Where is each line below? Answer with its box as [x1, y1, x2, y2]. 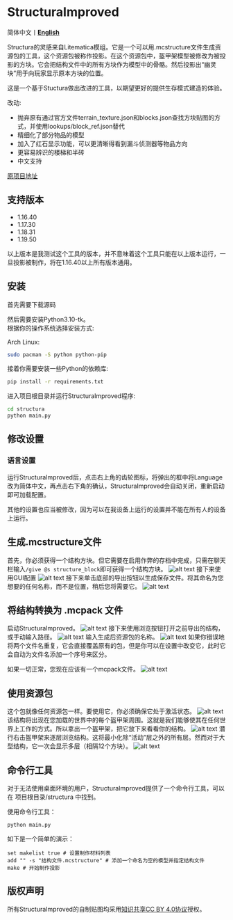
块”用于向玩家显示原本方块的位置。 [7, 69, 107, 77]
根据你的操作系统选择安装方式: [7, 324, 95, 332]
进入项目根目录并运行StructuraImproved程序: [7, 392, 136, 400]
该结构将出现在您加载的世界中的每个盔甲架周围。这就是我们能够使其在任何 [7, 716, 220, 724]
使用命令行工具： [7, 808, 56, 816]
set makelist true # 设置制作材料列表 [7, 850, 111, 857]
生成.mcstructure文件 [7, 537, 102, 548]
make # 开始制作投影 [7, 864, 60, 871]
